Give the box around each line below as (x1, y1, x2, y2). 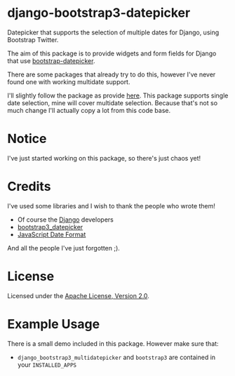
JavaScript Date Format (17, 230, 86, 239)
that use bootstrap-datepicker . (7, 56, 95, 65)
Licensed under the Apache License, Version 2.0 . (7, 291, 149, 300)
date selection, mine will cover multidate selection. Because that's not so (7, 98, 218, 107)
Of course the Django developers (17, 215, 114, 224)
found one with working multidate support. (7, 77, 130, 86)
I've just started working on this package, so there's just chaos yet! (7, 154, 201, 162)
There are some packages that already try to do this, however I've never (7, 70, 216, 79)
